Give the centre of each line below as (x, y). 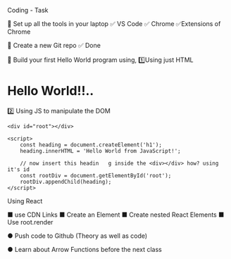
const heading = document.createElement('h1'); (91, 145)
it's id (19, 169)
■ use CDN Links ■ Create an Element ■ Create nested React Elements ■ (116, 215)
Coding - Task (28, 10)
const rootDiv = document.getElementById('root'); (96, 175)
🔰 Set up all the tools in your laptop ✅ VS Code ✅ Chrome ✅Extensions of (114, 24)
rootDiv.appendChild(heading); (66, 182)
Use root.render (30, 222)
